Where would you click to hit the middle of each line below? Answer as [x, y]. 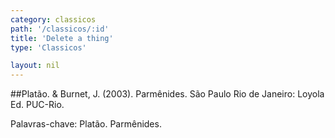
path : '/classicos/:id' [60, 29]
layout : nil [35, 66]
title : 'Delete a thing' [62, 38]
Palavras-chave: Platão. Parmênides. [86, 124]
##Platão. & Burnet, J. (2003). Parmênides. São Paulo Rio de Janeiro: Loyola [167, 94]
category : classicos [53, 19]
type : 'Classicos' [48, 47]
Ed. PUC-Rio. [37, 105]
